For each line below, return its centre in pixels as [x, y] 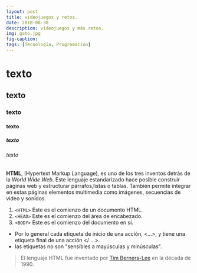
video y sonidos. [26, 198]
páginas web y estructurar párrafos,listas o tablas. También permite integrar [98, 186]
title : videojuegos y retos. [42, 17]
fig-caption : [22, 39]
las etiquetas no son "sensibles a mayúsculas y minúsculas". [88, 246]
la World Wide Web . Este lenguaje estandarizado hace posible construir [93, 179]
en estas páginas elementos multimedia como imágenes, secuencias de [93, 192]
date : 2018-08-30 [27, 22]
